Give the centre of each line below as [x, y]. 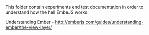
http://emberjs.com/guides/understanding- [99, 22]
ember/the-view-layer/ [29, 27]
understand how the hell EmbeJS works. [47, 12]
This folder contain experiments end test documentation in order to [74, 7]
